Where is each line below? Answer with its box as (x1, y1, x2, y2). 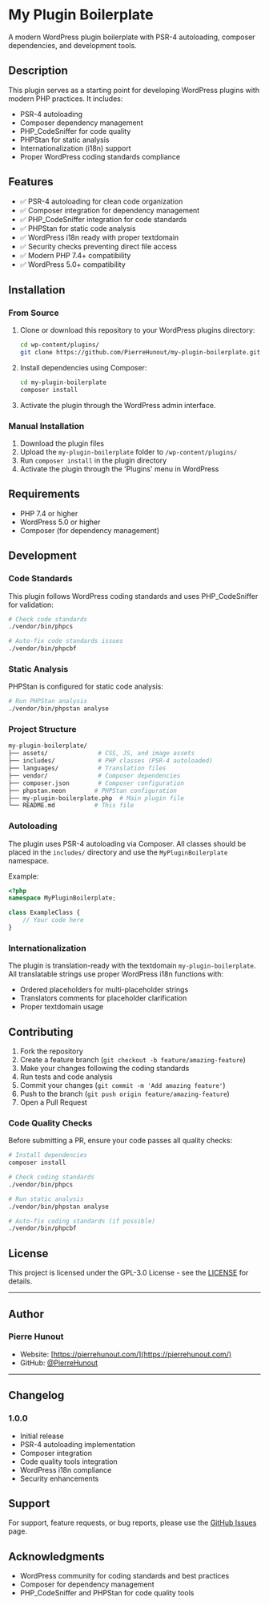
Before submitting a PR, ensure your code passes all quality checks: (8, 1136, 233, 1146)
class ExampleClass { (8, 908, 81, 917)
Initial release (19, 1431, 64, 1441)
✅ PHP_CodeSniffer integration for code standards (19, 214, 187, 224)
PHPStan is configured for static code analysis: (8, 681, 164, 691)
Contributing (8, 1025, 74, 1039)
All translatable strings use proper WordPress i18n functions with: (8, 969, 224, 979)
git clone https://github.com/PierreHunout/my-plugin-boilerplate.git (19, 349, 261, 357)
